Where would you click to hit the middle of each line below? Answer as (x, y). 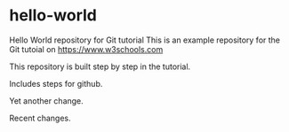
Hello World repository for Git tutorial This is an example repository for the (145, 40)
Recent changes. (40, 118)
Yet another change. (47, 101)
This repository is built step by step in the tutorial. (100, 66)
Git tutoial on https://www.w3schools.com (86, 49)
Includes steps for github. (56, 83)
